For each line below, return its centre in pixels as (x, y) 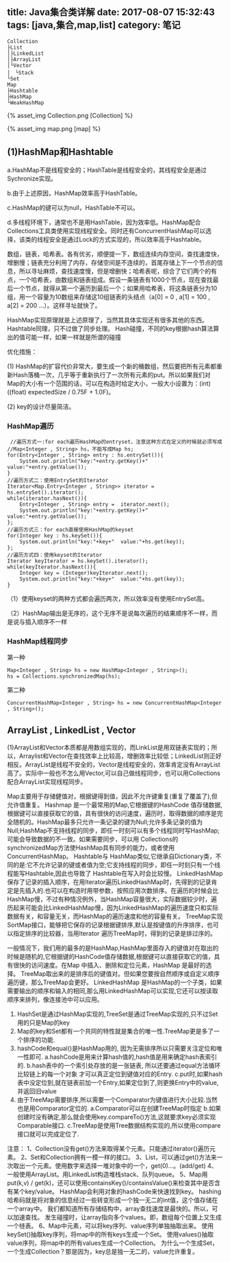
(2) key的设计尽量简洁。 (41, 406)
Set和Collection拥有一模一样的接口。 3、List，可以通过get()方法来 (124, 1157)
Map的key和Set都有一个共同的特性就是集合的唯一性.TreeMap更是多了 (115, 1032)
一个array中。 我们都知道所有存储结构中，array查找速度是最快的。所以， (110, 1209)
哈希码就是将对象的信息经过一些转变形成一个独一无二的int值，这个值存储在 (113, 1200)
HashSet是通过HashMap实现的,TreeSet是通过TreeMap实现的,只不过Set (117, 1014)
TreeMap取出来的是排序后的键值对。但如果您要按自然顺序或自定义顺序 (120, 974)
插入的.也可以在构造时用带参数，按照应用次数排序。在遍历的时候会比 (122, 891)
